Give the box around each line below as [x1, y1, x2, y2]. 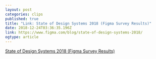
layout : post [5, 7, 32, 12]
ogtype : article [5, 35, 39, 40]
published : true [5, 16, 39, 21]
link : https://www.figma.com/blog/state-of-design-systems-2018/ [5, 30, 143, 35]
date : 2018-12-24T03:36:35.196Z [5, 26, 72, 30]
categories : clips [5, 12, 43, 17]
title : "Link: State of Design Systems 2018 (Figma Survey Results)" [5, 21, 152, 26]
